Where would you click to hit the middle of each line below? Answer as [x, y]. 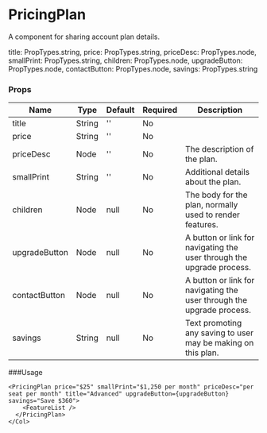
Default [120, 110]
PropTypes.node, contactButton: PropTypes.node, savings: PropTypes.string [133, 68]
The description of [220, 149]
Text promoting [214, 323]
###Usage [26, 373]
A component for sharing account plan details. [84, 37]
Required [160, 110]
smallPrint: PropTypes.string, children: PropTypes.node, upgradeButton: [126, 60]
